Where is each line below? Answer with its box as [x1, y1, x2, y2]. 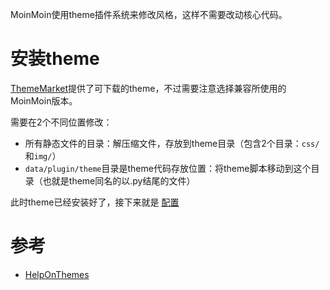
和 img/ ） [24, 149, 62, 162]
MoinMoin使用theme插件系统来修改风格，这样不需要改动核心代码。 [10, 9, 288, 20]
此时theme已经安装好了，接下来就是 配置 [10, 196, 180, 208]
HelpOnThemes [24, 268, 90, 280]
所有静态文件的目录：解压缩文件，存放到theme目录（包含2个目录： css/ [24, 137, 320, 149]
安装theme [10, 48, 100, 70]
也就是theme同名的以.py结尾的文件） [42, 174, 196, 187]
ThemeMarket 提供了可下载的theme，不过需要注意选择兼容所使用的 [10, 82, 287, 94]
